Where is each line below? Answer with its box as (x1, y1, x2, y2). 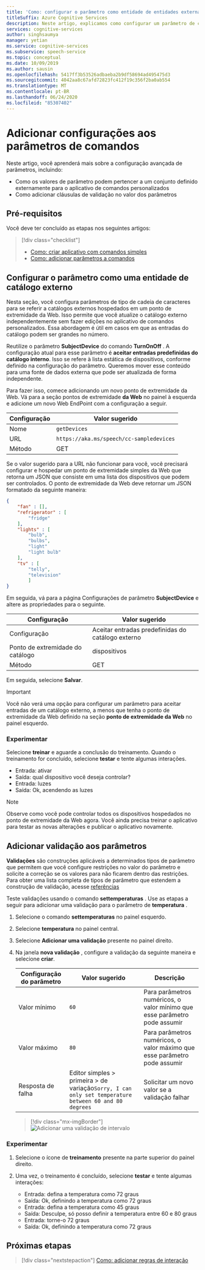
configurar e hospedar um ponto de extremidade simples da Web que (6, 467, 182, 474)
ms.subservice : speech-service (6, 49, 86, 55)
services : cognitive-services (6, 26, 84, 32)
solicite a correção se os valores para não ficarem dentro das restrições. (6, 870, 189, 878)
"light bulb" (28, 549, 62, 556)
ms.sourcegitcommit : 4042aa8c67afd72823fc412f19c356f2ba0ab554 (6, 77, 171, 83)
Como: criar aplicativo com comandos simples (30, 248, 148, 255)
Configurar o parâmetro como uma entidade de (6, 273, 189, 283)
